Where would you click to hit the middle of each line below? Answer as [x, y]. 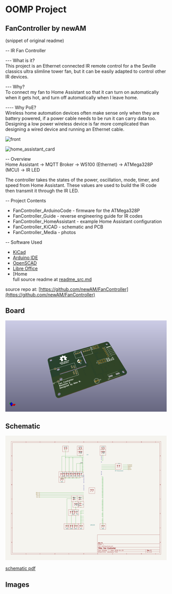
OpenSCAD [25, 263]
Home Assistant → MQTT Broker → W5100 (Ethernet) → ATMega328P [79, 164]
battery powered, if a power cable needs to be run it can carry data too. [81, 118]
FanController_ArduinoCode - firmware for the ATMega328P [76, 210]
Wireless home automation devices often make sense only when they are [82, 113]
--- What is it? [20, 60]
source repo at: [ [23, 289]
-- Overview [18, 159]
